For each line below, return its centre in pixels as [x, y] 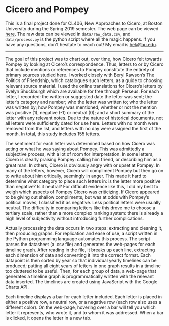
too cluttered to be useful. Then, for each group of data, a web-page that [81, 271]
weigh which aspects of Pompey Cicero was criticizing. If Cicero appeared [82, 192]
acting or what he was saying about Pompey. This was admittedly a [75, 149]
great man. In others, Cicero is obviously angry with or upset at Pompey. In [82, 165]
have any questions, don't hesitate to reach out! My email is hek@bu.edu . [81, 44]
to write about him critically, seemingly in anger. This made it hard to [76, 176]
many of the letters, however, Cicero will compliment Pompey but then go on [84, 170]
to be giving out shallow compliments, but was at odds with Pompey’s [77, 197]
